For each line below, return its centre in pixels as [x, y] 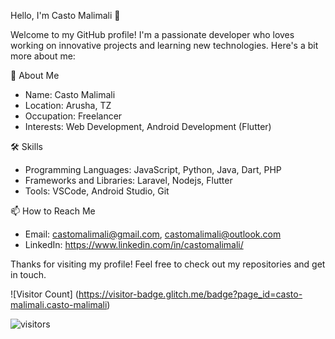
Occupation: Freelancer [73, 116]
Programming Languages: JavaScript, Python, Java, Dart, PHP [153, 169]
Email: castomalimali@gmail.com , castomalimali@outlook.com [153, 234]
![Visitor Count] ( [44, 294]
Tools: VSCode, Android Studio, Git [97, 191]
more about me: [43, 56]
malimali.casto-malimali [59, 304]
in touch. [28, 274]
